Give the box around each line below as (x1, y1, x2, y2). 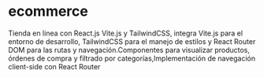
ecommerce (8, 2, 88, 20)
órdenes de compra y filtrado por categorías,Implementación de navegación (8, 54, 256, 63)
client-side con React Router (8, 61, 101, 71)
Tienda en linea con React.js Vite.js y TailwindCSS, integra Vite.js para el (8, 28, 243, 38)
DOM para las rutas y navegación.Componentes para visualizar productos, (8, 45, 251, 54)
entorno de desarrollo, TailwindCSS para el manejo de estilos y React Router (8, 36, 256, 46)
